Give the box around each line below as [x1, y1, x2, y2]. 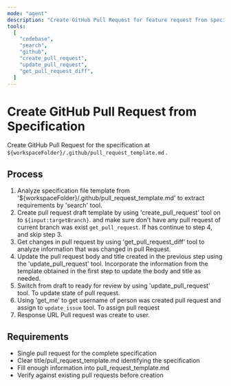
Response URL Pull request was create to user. [16, 311, 150, 319]
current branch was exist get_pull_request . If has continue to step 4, [16, 223, 213, 231]
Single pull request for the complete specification [16, 349, 157, 357]
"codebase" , [19, 36, 54, 43]
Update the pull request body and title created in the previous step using [16, 253, 223, 261]
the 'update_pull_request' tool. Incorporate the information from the [16, 259, 208, 268]
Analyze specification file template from [16, 186, 131, 195]
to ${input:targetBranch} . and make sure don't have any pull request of [16, 216, 221, 224]
